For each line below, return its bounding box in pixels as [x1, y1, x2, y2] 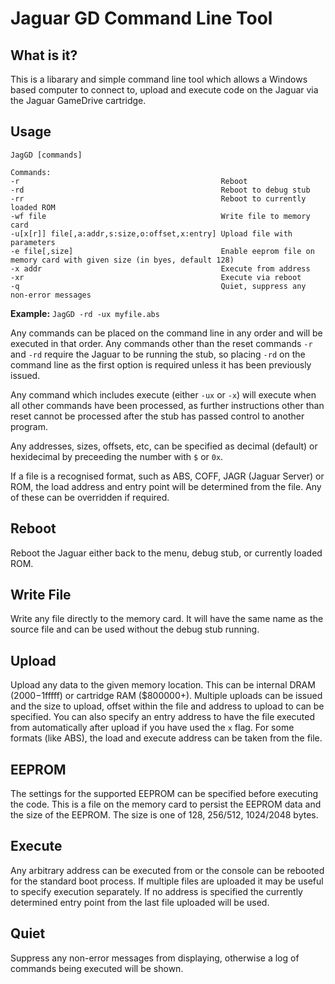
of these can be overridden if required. [10, 491, 170, 503]
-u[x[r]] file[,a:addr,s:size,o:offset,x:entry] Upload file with [10, 228, 293, 239]
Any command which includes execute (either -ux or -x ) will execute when [10, 388, 317, 401]
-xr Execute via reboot [10, 272, 302, 282]
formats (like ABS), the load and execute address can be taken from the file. [10, 732, 323, 744]
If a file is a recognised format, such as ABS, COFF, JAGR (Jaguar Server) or [10, 470, 325, 482]
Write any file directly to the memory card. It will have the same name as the [10, 613, 324, 625]
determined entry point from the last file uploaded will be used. [10, 896, 270, 908]
